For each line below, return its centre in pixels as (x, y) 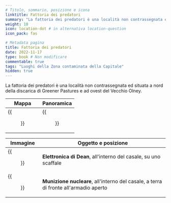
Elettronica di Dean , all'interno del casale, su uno (102, 157)
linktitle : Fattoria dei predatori (43, 15)
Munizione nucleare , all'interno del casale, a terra (102, 182)
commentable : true (25, 61)
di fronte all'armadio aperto (75, 188)
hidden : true (19, 71)
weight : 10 (17, 24)
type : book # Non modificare (36, 57)
